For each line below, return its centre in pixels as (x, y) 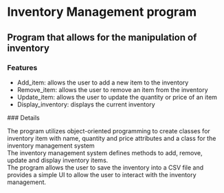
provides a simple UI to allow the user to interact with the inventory (102, 174)
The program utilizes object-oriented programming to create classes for (109, 130)
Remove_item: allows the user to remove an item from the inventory (112, 89)
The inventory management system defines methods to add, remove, (105, 152)
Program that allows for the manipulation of (102, 37)
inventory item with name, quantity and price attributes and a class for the (112, 138)
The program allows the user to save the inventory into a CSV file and (105, 167)
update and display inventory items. (58, 160)
